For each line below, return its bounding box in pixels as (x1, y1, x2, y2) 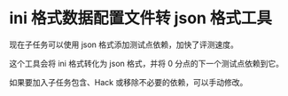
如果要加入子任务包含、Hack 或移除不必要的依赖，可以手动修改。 (9, 76, 248, 87)
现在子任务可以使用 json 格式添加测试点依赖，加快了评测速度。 (9, 39, 239, 50)
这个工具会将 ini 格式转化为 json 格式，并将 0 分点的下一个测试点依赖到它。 (9, 58, 284, 68)
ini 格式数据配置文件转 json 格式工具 (9, 8, 273, 28)
